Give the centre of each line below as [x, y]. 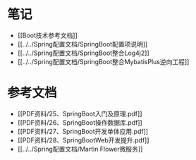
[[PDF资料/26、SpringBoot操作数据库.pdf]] [80, 122]
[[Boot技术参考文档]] [47, 35]
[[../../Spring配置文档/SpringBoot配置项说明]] [82, 44]
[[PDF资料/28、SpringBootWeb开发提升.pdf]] [83, 140]
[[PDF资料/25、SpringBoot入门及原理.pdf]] [80, 113]
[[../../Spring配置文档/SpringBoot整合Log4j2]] [83, 53]
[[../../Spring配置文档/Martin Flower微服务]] [80, 149]
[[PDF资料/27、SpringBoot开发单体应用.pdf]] [83, 131]
